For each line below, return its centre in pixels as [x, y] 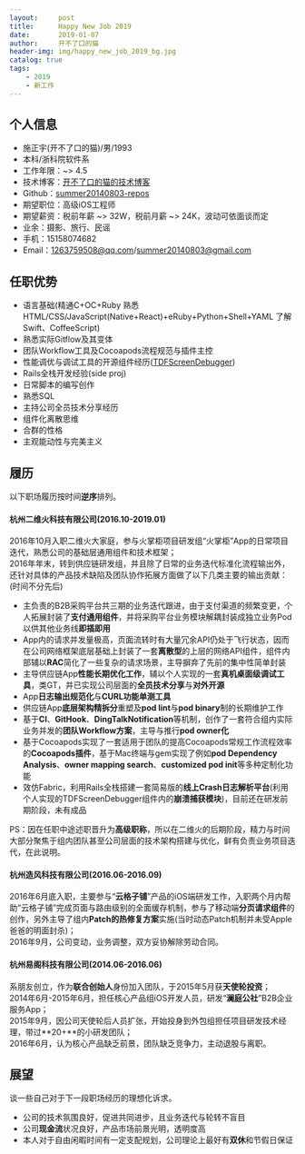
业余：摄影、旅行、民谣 [66, 227]
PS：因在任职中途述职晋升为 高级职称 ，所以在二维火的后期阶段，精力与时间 [150, 830]
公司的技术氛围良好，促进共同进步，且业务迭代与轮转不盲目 [134, 1118]
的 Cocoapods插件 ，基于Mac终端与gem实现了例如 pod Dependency [150, 753]
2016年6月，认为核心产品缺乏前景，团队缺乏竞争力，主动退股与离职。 [140, 1043]
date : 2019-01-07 [54, 35]
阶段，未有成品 [59, 811]
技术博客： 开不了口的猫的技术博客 [86, 182]
